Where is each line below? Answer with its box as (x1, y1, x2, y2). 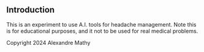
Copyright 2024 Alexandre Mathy (6, 39, 91, 46)
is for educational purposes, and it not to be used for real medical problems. (6, 27, 198, 34)
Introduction (6, 5, 55, 15)
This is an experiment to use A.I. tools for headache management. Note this (6, 21, 197, 28)
